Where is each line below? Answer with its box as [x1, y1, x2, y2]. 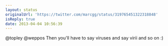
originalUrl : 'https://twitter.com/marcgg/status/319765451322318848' [5, 12, 158, 17]
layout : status [5, 7, 38, 12]
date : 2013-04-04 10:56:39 [5, 21, 63, 26]
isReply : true [5, 16, 36, 21]
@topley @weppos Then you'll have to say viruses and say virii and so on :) [5, 35, 164, 41]
